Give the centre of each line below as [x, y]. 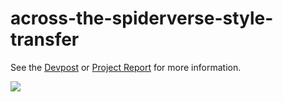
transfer [45, 39]
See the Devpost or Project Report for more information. [126, 67]
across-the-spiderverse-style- [142, 18]
